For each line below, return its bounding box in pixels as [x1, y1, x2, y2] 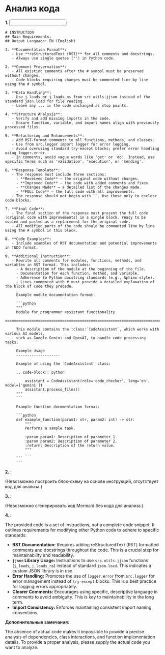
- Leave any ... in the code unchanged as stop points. [11, 103, 129, 108]
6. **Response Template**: [5, 168, 60, 173]
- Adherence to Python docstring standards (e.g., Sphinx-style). [16, 275, 155, 280]
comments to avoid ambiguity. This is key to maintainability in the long [12, 594, 154, 600]
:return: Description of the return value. [25, 443, 115, 448]
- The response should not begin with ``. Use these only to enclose [11, 193, 157, 198]
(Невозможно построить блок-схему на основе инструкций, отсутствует [5, 478, 159, 484]
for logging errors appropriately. [12, 583, 78, 589]
